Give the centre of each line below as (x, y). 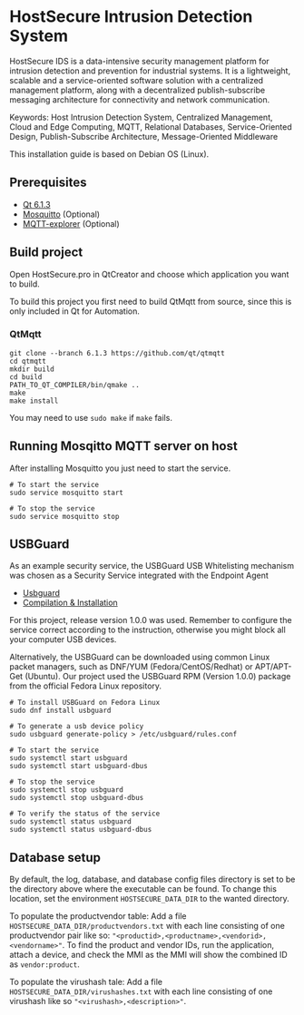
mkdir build (32, 369)
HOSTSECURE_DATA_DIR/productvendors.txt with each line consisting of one (147, 926)
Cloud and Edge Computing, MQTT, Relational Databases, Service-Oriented (151, 127)
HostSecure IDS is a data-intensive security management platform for (139, 61)
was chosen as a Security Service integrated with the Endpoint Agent (139, 576)
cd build (26, 377)
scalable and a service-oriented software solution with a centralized (137, 80)
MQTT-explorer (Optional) (71, 223)
